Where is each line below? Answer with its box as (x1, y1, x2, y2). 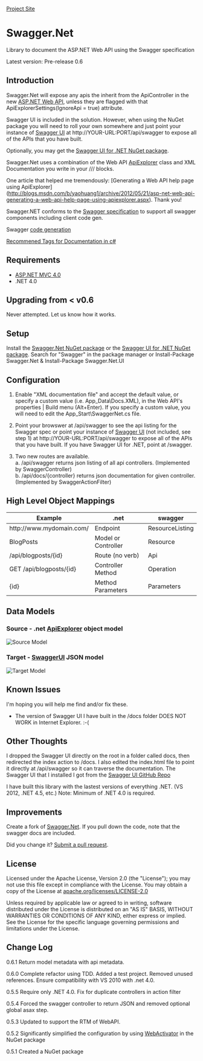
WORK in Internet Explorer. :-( (14, 719, 89, 726)
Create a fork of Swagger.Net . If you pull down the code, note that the (6, 823, 180, 830)
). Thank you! (149, 196, 182, 203)
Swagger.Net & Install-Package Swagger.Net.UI (6, 357, 124, 365)
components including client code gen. (6, 214, 104, 221)
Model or (94, 534, 121, 542)
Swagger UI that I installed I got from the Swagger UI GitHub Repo (6, 771, 171, 778)
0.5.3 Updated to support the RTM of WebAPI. (6, 1018, 121, 1025)
